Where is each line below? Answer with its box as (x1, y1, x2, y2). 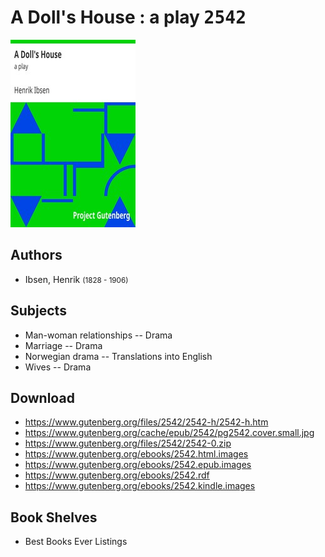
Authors (10, 247, 63, 264)
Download (10, 389, 75, 406)
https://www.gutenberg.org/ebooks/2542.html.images (24, 448, 249, 460)
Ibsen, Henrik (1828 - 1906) (24, 273, 129, 285)
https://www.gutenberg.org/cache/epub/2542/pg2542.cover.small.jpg (24, 427, 315, 439)
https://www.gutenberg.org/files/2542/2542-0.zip (24, 437, 232, 450)
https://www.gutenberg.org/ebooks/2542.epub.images (24, 459, 252, 471)
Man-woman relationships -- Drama (24, 329, 173, 341)
